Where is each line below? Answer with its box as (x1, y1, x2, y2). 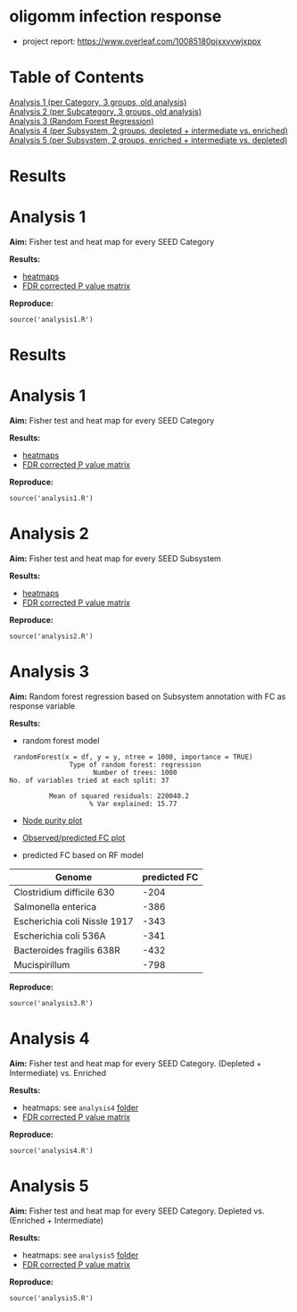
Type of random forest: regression (69, 761, 202, 770)
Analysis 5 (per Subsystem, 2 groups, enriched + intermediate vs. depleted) (9, 134, 288, 145)
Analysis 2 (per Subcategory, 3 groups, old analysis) (9, 105, 202, 117)
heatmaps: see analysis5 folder (21, 1249, 139, 1260)
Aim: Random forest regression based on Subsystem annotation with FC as (9, 691, 286, 702)
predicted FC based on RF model (21, 850, 144, 860)
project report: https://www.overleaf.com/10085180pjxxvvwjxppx (21, 36, 261, 46)
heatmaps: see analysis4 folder (21, 1102, 139, 1113)
